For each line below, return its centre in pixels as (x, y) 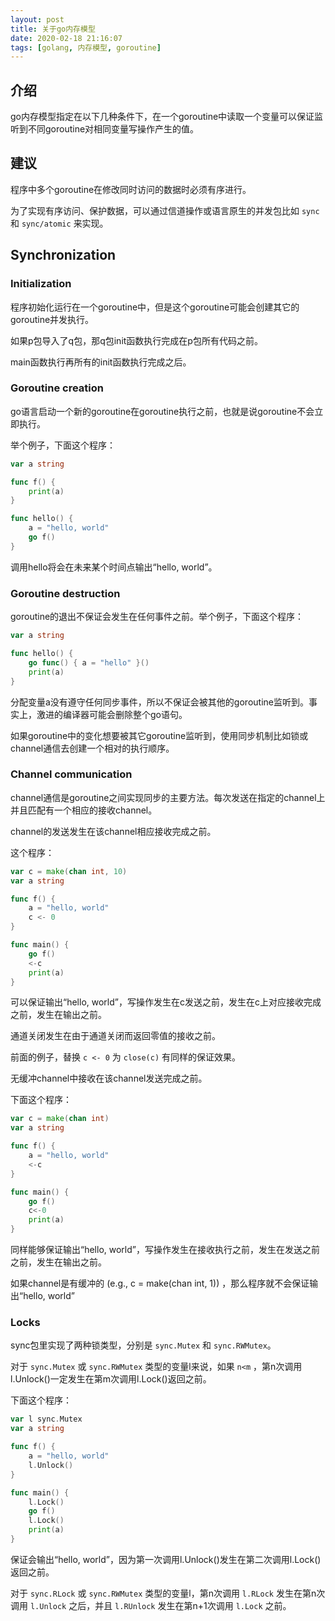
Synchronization (63, 255)
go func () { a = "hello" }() (89, 662)
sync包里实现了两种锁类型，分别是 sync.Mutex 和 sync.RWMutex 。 (143, 1345)
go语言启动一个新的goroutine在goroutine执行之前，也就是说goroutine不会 (162, 411)
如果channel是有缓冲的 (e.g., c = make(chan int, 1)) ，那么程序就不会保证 (160, 1283)
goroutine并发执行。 (52, 319)
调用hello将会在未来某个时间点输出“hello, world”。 (114, 567)
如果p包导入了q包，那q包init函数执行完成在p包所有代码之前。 (136, 340)
